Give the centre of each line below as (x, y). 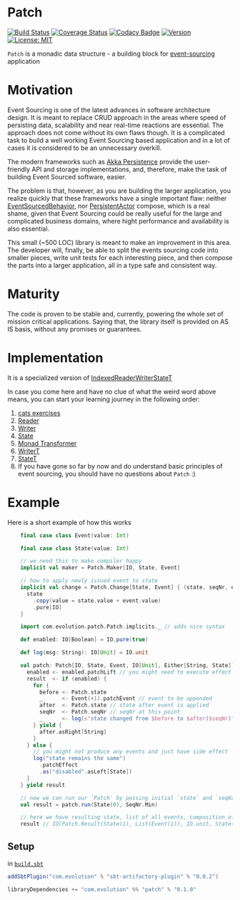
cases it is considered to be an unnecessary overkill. (85, 148)
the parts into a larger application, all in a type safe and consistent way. (112, 265)
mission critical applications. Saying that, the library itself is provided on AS (118, 321)
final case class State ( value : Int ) (75, 548)
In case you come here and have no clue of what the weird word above (112, 391)
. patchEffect (59, 765)
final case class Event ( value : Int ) (75, 535)
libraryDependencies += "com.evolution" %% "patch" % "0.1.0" (102, 889)
